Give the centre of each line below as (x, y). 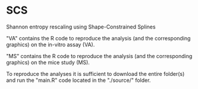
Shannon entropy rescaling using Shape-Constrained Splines (81, 27)
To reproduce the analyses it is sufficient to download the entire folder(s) (95, 74)
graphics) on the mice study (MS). (48, 62)
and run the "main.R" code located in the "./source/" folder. (78, 80)
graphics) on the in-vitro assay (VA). (51, 44)
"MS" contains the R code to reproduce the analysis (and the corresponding (99, 56)
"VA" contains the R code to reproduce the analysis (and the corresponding (98, 38)
